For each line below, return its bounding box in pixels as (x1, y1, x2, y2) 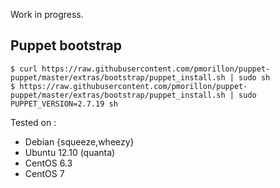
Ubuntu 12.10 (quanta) (24, 146, 116, 158)
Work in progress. (10, 9, 84, 20)
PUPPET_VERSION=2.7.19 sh (10, 99, 118, 109)
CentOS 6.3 (24, 157, 73, 169)
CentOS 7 (24, 167, 65, 179)
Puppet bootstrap (10, 37, 123, 54)
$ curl (10, 64, 38, 74)
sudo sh (238, 72, 271, 83)
